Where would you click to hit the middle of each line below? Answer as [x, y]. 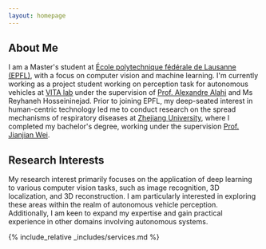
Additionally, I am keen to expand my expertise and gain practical [115, 213]
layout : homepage [37, 16]
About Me [33, 48]
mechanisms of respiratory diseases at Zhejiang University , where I [119, 118]
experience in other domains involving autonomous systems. [108, 222]
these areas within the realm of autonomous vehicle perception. [113, 205]
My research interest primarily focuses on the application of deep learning [131, 180]
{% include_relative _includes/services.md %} [84, 237]
